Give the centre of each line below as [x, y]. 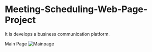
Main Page [16, 43]
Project [20, 20]
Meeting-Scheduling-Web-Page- [76, 9]
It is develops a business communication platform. [57, 34]
